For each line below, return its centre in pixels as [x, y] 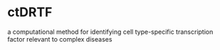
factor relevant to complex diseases [60, 39]
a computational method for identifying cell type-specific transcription [110, 32]
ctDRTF [30, 12]
